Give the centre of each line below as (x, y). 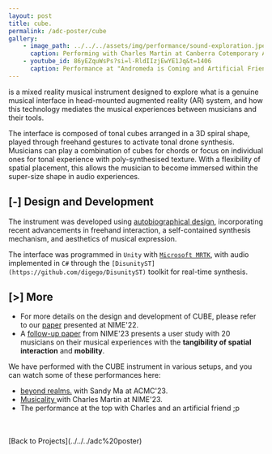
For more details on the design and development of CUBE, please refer (138, 316)
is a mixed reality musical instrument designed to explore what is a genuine (134, 92)
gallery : (23, 39)
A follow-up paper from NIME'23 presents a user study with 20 (125, 334)
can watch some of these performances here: (85, 375)
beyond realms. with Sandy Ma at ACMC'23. (94, 391)
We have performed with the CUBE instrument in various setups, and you (130, 366)
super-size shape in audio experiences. (74, 176)
